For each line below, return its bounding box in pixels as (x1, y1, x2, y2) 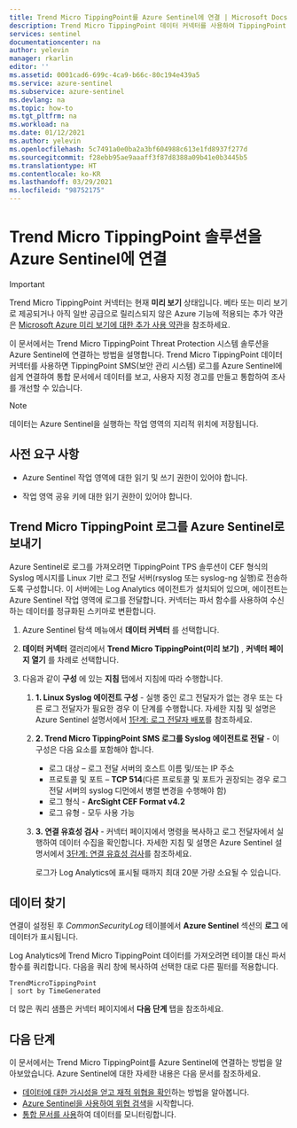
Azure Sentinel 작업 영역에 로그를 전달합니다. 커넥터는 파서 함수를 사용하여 (9, 595, 269, 605)
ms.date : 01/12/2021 (9, 128, 86, 137)
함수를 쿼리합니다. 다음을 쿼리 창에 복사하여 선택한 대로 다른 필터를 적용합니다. (9, 961, 279, 972)
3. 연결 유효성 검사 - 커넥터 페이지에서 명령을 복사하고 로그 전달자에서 (35, 826, 275, 836)
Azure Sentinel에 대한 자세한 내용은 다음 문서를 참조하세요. (56, 1069, 262, 1079)
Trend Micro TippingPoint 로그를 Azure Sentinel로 (9, 519, 285, 534)
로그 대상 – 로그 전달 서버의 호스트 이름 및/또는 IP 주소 (48, 763, 235, 774)
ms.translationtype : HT (9, 161, 98, 170)
